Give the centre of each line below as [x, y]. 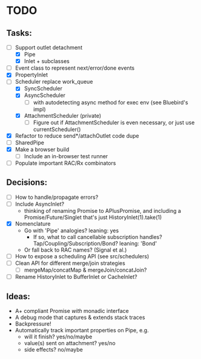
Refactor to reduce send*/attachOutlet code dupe [77, 136]
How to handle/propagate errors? [57, 197]
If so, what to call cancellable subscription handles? [97, 237]
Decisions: [27, 183]
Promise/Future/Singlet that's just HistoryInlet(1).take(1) [93, 217]
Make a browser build [42, 149]
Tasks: [19, 33]
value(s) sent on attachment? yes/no [70, 343]
